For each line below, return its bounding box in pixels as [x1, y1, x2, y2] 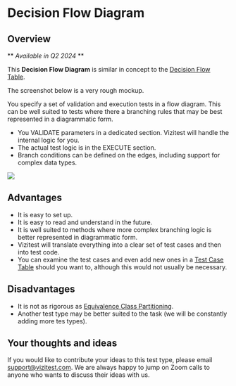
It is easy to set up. [17, 210, 73, 219]
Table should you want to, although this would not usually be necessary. [17, 262, 228, 271]
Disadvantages [7, 283, 75, 295]
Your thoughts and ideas [7, 337, 118, 349]
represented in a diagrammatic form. [7, 115, 114, 123]
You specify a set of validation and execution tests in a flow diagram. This [7, 100, 221, 108]
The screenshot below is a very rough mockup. [7, 86, 144, 94]
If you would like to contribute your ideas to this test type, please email [7, 356, 213, 364]
